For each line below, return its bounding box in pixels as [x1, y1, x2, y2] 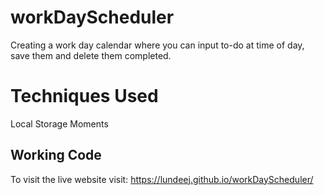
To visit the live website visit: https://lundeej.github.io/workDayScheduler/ [10, 173, 314, 185]
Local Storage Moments [10, 117, 109, 130]
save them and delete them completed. [10, 49, 172, 61]
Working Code [10, 147, 102, 164]
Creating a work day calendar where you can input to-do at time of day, [10, 39, 305, 51]
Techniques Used [10, 85, 159, 108]
